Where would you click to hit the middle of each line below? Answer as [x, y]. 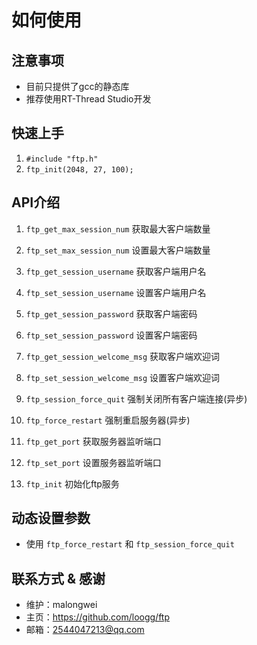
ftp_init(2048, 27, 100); [79, 169]
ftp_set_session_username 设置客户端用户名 [116, 292]
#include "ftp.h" [62, 159]
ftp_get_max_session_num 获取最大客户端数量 [118, 228]
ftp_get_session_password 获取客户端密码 [111, 313]
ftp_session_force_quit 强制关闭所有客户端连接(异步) [136, 398]
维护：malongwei [61, 605]
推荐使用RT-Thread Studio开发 [88, 99]
